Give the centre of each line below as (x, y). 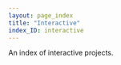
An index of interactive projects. (61, 53)
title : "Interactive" (44, 23)
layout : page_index (41, 15)
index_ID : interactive (46, 30)
